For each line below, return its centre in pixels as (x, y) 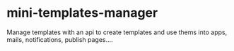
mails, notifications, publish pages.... (60, 39)
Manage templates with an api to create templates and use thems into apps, (117, 32)
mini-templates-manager (82, 13)
